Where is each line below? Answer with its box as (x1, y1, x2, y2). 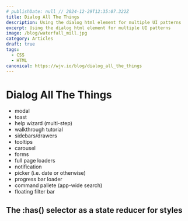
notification (14, 163, 42, 170)
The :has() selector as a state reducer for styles (6, 205, 183, 215)
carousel (14, 144, 36, 152)
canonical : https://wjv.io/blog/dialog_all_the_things (6, 63, 142, 69)
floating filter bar (14, 188, 55, 195)
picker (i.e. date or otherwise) (14, 170, 86, 177)
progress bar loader (14, 176, 62, 183)
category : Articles (6, 36, 54, 42)
